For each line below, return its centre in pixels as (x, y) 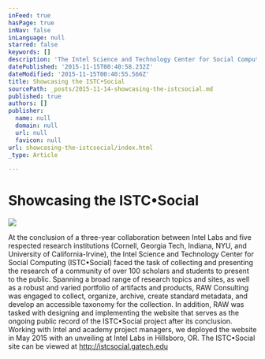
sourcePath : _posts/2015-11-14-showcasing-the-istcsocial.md (111, 89)
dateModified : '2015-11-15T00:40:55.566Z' (79, 74)
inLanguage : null (37, 37)
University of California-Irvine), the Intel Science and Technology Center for (131, 254)
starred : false (33, 45)
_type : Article (33, 155)
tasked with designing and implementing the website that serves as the (123, 313)
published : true (35, 96)
